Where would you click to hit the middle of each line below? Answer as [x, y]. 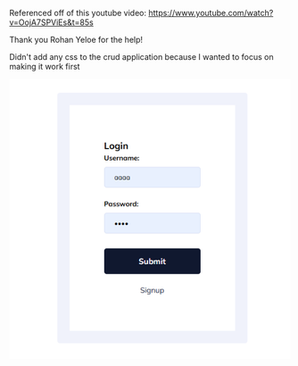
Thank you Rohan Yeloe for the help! [76, 40]
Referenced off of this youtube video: [78, 13]
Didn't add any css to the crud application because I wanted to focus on [141, 57]
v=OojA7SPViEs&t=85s [51, 22]
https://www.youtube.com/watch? [211, 13]
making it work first [45, 67]
